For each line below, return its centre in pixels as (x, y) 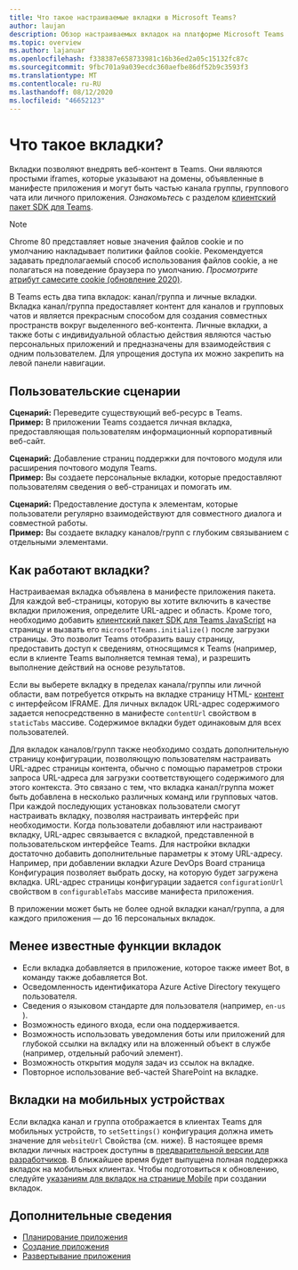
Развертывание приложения (77, 1256)
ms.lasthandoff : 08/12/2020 (61, 92)
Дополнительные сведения (91, 1215)
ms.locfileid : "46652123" (57, 100)
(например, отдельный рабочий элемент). (103, 1052)
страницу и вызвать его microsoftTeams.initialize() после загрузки (139, 629)
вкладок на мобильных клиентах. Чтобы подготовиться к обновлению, (145, 1168)
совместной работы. (49, 524)
